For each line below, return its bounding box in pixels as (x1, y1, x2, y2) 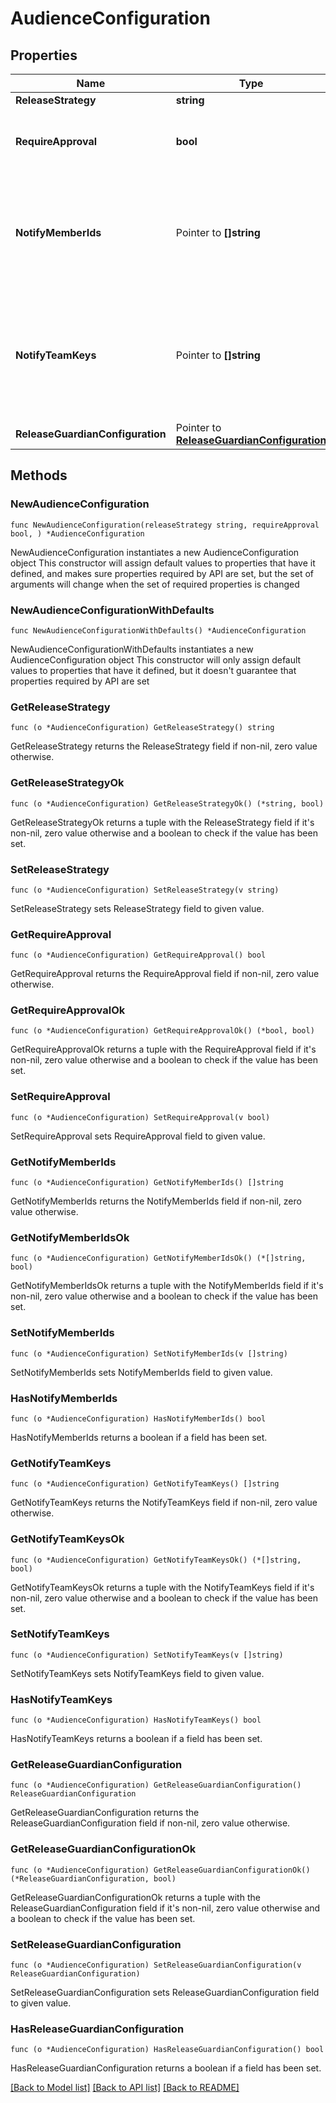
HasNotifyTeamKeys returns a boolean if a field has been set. (10, 1733, 263, 1745)
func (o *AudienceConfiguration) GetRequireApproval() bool (10, 950, 267, 961)
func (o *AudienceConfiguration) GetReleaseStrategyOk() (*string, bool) (10, 798, 325, 809)
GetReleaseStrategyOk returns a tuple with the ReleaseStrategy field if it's (10, 816, 315, 828)
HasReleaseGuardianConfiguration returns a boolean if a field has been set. (10, 2062, 322, 2074)
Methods (10, 467, 68, 484)
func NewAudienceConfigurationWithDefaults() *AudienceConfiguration (10, 625, 307, 636)
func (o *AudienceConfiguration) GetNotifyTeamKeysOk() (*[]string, (10, 1555, 302, 1565)
